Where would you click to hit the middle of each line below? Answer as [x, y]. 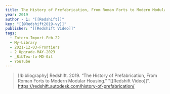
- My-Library [24, 43]
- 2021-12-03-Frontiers [35, 47]
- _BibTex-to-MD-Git [31, 57]
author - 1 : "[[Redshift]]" [35, 19]
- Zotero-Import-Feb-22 [35, 38]
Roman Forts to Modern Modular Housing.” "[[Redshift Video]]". [84, 81]
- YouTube [20, 61]
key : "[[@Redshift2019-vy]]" [36, 24]
